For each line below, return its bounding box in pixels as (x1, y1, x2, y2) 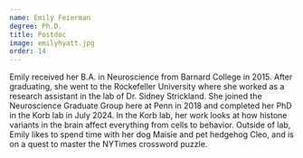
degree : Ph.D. (9, 22, 63, 31)
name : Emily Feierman (9, 13, 91, 23)
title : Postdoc (9, 30, 67, 39)
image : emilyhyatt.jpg (9, 38, 95, 48)
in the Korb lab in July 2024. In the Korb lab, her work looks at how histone (9, 110, 288, 121)
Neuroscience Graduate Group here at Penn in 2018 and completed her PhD (9, 100, 292, 111)
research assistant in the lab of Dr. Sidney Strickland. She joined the (9, 91, 262, 102)
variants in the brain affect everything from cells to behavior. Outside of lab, (9, 119, 291, 131)
